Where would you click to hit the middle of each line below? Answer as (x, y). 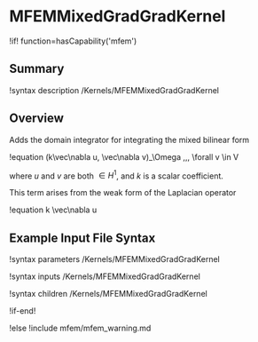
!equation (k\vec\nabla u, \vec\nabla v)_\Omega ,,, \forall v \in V (124, 156)
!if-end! (23, 311)
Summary (37, 69)
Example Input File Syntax (82, 238)
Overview (37, 119)
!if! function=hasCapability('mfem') (73, 41)
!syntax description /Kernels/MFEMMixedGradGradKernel (114, 90)
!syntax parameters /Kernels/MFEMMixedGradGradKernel (114, 259)
